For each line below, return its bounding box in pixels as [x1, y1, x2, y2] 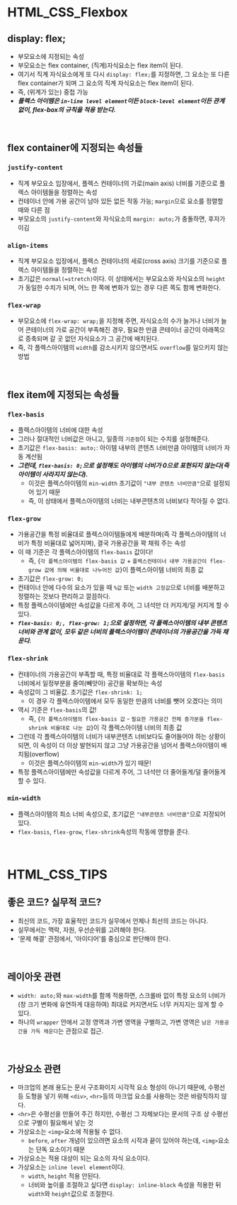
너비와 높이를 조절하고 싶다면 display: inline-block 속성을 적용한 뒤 [28, 1181, 221, 1189]
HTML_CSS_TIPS [7, 866, 108, 883]
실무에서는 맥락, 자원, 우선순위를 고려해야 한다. [17, 925, 146, 934]
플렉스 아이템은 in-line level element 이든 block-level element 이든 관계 [17, 97, 225, 105]
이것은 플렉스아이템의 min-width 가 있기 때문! [28, 759, 152, 767]
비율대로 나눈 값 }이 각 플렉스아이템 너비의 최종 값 [50, 723, 183, 732]
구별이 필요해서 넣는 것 [30, 1118, 94, 1127]
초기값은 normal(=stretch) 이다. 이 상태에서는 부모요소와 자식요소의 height [17, 274, 226, 282]
